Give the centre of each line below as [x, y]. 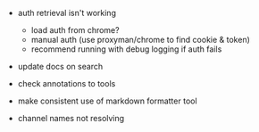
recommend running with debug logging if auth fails [126, 49]
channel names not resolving [71, 118]
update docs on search [60, 66]
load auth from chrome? [75, 30]
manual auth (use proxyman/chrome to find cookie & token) [140, 40]
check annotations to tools [67, 83]
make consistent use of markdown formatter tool [108, 101]
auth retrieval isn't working [67, 13]
